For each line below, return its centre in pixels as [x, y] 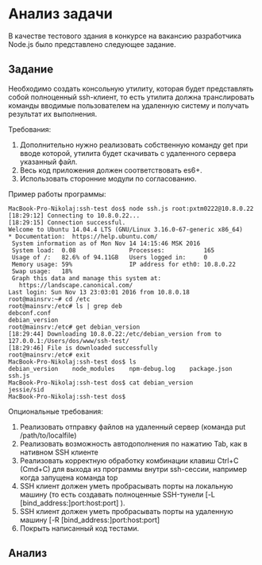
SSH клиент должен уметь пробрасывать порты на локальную [126, 485]
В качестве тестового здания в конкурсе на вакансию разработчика [125, 36]
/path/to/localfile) [48, 435]
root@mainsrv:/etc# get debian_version [74, 327]
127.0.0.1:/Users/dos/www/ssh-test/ [69, 341]
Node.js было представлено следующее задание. [92, 44]
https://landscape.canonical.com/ [76, 285]
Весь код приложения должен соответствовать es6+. [111, 170]
